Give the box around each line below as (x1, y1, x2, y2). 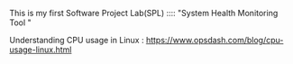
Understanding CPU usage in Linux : (9, 35, 144, 45)
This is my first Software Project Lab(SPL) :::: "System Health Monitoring (9, 8, 279, 18)
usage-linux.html (9, 44, 72, 55)
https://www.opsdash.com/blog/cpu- (145, 35, 284, 45)
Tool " (9, 17, 32, 28)
